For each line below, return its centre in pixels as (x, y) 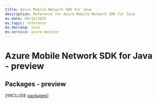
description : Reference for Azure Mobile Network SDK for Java (70, 14)
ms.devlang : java (22, 28)
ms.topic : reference (26, 23)
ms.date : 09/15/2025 (26, 18)
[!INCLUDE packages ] (27, 96)
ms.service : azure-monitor (32, 32)
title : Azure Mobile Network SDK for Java (48, 9)
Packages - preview (36, 84)
